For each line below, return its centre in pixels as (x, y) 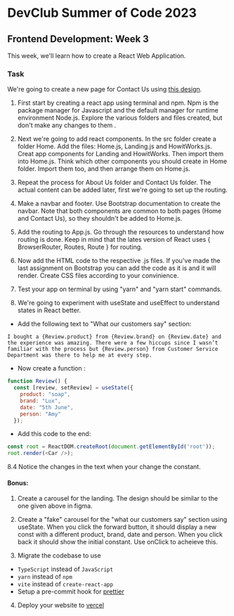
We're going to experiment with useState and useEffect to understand (118, 303)
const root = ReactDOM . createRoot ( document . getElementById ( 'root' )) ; (111, 447)
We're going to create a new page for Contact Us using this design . (105, 89)
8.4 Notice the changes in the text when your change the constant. (104, 467)
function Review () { (38, 381)
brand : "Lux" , (40, 401)
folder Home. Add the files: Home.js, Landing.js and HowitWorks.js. (115, 146)
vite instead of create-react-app (65, 584)
